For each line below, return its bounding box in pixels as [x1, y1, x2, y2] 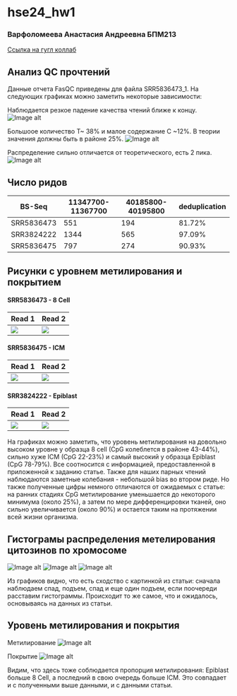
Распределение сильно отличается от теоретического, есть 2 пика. [7, 148, 212, 157]
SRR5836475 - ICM [7, 343, 66, 352]
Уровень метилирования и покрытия [7, 620, 180, 632]
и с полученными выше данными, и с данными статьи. [7, 680, 173, 689]
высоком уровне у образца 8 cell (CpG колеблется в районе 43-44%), [7, 445, 220, 454]
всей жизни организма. [7, 513, 79, 521]
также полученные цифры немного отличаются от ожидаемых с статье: [7, 483, 226, 491]
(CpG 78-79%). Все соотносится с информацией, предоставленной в [7, 460, 216, 468]
